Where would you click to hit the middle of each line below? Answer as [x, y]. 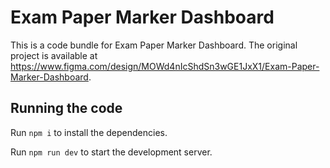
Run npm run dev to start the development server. [111, 152]
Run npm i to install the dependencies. [89, 132]
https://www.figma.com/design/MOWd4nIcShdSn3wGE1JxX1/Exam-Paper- [165, 66]
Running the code [66, 108]
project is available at [54, 55]
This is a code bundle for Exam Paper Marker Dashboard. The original [154, 45]
